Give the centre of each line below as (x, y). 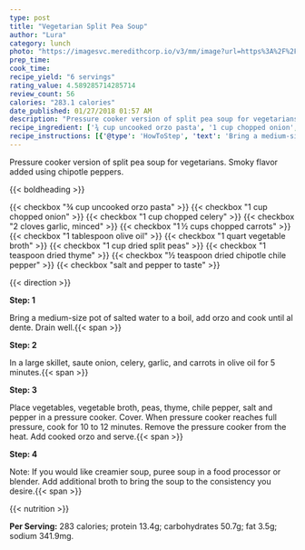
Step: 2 (24, 345)
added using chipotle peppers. (67, 171)
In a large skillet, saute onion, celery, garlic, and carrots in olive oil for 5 (143, 362)
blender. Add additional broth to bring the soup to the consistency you (140, 481)
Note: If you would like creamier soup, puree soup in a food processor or (145, 471)
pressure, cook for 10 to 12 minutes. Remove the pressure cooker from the (148, 426)
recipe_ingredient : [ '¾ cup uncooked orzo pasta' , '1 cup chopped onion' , (154, 128)
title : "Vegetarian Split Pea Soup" (79, 26)
